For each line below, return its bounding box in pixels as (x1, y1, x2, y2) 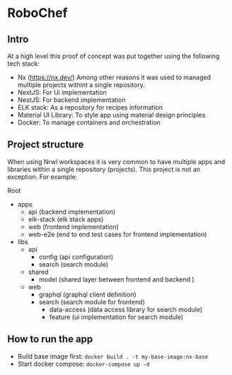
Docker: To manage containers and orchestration (17, 118, 161, 127)
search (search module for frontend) (38, 297, 145, 306)
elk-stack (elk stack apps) (28, 214, 104, 224)
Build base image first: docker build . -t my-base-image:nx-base (17, 352, 209, 360)
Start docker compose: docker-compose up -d (17, 359, 150, 368)
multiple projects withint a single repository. (17, 81, 145, 89)
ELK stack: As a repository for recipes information (17, 103, 163, 111)
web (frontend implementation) (28, 222, 119, 231)
